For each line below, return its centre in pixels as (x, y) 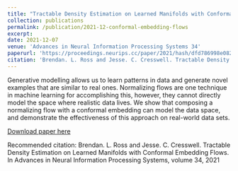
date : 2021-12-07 (33, 40)
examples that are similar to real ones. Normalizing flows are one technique (117, 87)
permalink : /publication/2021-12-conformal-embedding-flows (98, 27)
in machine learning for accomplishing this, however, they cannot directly (114, 95)
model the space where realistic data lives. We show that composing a (110, 102)
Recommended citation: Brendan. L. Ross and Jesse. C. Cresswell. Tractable (119, 145)
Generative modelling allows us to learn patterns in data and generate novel (118, 80)
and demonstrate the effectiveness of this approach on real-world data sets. (119, 117)
